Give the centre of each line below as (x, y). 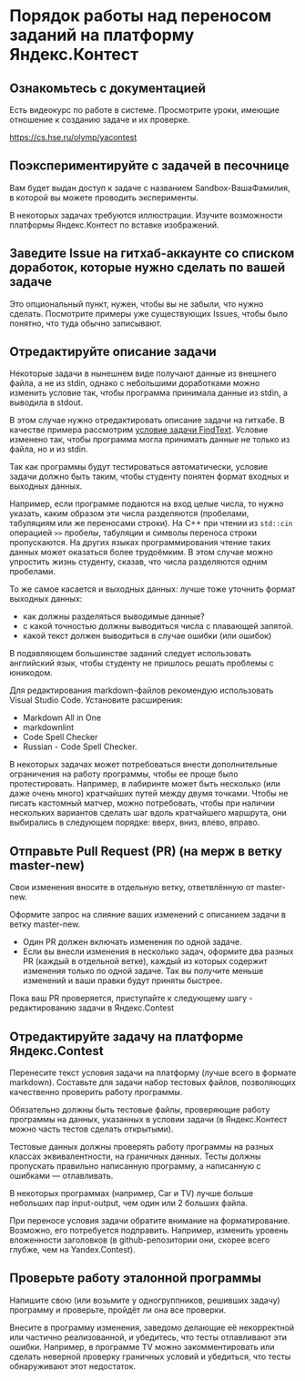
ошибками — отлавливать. (61, 1176)
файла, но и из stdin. (49, 449)
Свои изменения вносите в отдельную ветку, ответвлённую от (132, 888)
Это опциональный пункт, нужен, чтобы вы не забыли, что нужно (137, 304)
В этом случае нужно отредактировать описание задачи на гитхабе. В (147, 421)
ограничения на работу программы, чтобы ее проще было (124, 774)
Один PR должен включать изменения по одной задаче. (132, 942)
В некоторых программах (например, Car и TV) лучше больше (132, 1193)
